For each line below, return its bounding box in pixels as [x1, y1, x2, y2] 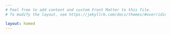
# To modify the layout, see [5, 12, 67, 17]
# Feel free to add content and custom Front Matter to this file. [5, 7, 152, 12]
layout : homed [5, 21, 36, 26]
